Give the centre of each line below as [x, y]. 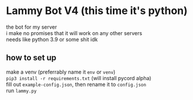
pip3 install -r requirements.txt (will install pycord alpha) [79, 78]
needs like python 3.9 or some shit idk [52, 39]
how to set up [31, 58]
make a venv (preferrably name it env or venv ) [61, 72]
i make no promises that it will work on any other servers [74, 33]
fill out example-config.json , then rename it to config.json [76, 84]
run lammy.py [21, 90]
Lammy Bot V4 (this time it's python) [97, 11]
